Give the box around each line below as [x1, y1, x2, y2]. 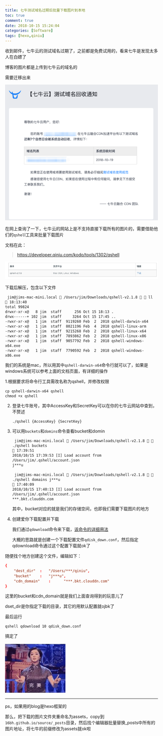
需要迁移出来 [5, 75, 31, 80]
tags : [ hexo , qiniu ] [5, 33, 45, 38]
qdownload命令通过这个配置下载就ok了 [12, 543, 91, 549]
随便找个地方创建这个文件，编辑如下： [5, 553, 81, 559]
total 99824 [5, 304, 29, 310]
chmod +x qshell [5, 394, 38, 399]
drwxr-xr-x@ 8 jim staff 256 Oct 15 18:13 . [5, 309, 114, 315]
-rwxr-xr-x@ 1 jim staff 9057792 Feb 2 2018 [5, 338, 110, 344]
